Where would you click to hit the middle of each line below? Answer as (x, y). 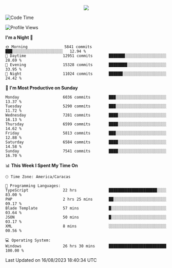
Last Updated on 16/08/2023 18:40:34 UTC (51, 260)
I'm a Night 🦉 (19, 37)
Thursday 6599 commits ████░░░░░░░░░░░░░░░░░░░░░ (86, 124)
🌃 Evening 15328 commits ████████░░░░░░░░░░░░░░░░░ (86, 65)
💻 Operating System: (28, 240)
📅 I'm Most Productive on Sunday (42, 88)
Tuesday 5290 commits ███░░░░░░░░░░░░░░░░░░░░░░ (86, 106)
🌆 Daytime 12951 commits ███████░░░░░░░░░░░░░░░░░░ (86, 56)
